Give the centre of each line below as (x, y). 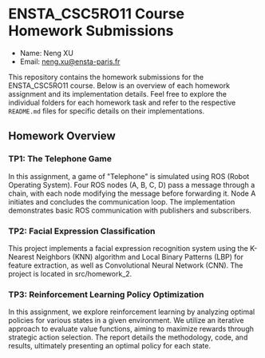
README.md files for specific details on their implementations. (107, 111)
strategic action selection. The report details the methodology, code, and (128, 337)
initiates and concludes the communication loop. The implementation (122, 201)
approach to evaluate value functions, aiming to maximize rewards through (131, 329)
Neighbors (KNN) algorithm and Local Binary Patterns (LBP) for (140, 257)
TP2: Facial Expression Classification (82, 231)
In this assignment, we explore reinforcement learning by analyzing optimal (132, 312)
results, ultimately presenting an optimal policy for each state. (110, 346)
